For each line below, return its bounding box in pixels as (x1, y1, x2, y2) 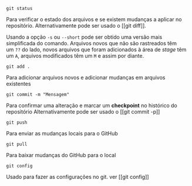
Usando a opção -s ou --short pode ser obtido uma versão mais (6, 34, 163, 41)
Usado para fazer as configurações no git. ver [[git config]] (6, 174, 149, 180)
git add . (6, 64, 31, 69)
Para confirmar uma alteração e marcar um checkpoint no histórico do (6, 102, 177, 109)
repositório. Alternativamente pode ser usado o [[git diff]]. (6, 22, 147, 29)
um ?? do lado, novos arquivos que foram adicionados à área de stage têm (6, 46, 187, 53)
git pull (6, 141, 28, 147)
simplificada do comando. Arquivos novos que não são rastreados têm (6, 40, 177, 46)
